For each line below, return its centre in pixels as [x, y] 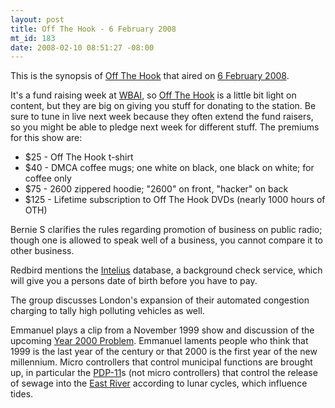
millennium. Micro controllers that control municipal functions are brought [161, 362]
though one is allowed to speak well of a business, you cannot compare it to [166, 240]
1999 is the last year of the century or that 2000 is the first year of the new [164, 352]
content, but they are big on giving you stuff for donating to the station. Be [163, 106]
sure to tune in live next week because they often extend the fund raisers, [162, 117]
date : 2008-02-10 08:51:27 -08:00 [82, 47]
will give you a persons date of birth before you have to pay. [134, 281]
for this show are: [46, 138]
